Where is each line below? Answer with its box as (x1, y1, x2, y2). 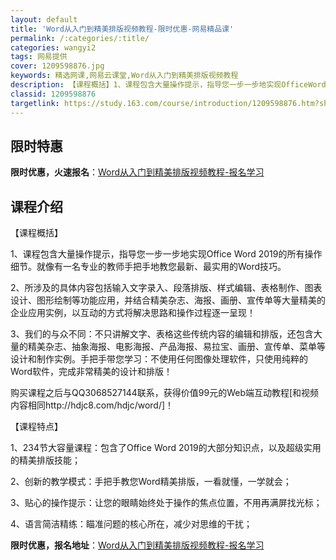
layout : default (10, 14, 78, 25)
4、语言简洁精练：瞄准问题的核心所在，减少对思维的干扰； (10, 518, 253, 530)
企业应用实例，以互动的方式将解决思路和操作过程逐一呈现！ (10, 307, 256, 319)
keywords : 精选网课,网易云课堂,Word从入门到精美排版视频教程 (10, 71, 239, 81)
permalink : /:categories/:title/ (10, 33, 150, 43)
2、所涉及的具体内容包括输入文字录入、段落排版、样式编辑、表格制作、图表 (10, 282, 323, 294)
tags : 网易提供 (10, 52, 68, 62)
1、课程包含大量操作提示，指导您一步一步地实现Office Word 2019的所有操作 (10, 248, 323, 260)
